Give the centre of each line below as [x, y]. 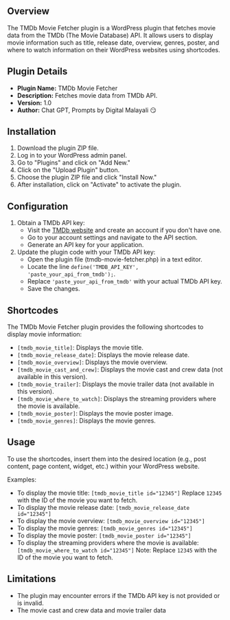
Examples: [22, 479]
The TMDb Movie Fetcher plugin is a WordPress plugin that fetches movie [112, 28]
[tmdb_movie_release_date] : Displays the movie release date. [103, 355]
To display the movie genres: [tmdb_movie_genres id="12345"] [105, 528]
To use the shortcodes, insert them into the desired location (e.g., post [107, 459]
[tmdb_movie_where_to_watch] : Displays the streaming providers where [116, 399]
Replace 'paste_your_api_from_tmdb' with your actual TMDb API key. [125, 281]
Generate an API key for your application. [85, 245]
